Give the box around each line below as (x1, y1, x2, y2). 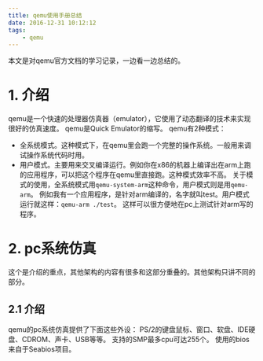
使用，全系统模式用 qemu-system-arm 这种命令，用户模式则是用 (33, 180, 232, 190)
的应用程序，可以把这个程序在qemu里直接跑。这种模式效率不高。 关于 (19, 170, 247, 179)
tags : (8, 26, 26, 34)
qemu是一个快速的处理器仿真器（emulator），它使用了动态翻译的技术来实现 (8, 114, 251, 123)
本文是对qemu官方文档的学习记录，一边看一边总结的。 (8, 56, 185, 65)
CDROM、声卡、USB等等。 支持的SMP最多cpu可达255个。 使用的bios (21, 334, 250, 344)
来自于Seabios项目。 (8, 344, 76, 354)
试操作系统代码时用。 (19, 150, 89, 160)
